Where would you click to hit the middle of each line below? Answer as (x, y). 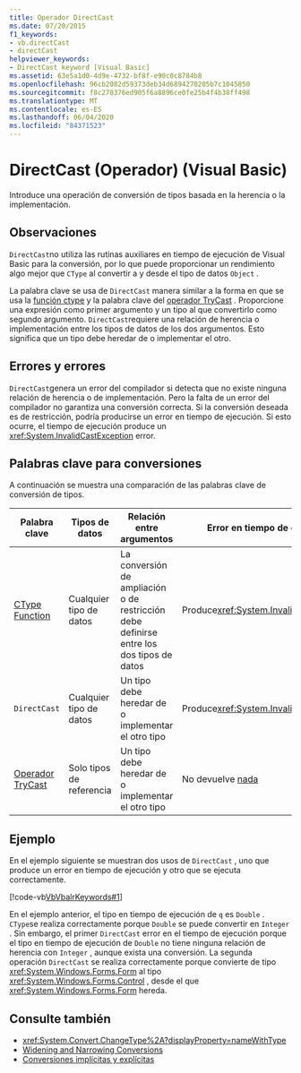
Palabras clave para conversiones (106, 464)
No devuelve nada (220, 779)
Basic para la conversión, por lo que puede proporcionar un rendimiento (142, 263)
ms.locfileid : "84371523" (57, 126)
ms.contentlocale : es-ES (56, 109)
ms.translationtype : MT (54, 101)
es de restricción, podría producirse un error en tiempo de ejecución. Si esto (150, 416)
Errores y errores (57, 367)
